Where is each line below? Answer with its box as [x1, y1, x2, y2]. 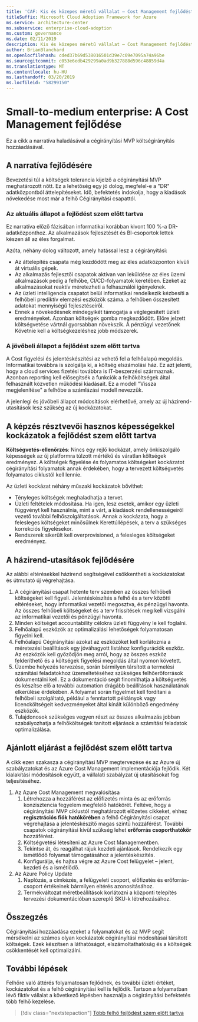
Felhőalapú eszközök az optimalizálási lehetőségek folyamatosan [14, 626, 173, 633]
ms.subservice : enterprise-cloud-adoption [6, 25, 112, 31]
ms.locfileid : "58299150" [6, 80, 70, 86]
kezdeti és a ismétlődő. [23, 864, 80, 871]
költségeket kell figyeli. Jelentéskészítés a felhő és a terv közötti [14, 594, 171, 601]
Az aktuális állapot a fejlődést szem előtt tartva [6, 210, 144, 218]
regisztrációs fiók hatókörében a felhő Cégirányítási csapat [23, 813, 170, 821]
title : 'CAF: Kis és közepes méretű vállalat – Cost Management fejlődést [6, 8, 194, 15]
